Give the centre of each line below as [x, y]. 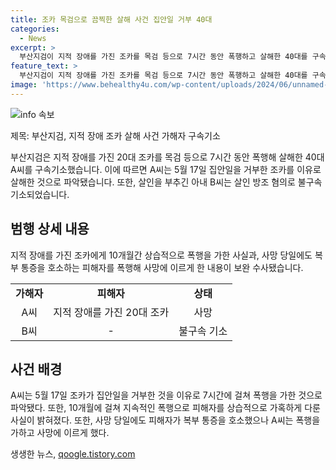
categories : [35, 29]
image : [24, 85]
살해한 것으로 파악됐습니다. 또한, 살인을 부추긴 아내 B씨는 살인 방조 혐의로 [153, 182]
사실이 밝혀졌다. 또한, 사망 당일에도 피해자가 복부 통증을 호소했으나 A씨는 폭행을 [165, 420]
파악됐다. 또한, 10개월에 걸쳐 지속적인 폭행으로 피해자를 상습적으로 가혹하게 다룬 [165, 408]
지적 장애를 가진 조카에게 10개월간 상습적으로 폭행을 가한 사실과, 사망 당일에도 [161, 255]
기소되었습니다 [39, 194]
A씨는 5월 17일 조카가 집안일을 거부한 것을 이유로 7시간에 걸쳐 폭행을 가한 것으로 [166, 395]
